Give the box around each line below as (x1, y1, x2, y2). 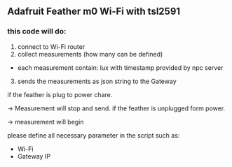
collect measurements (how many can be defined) (17, 50, 163, 58)
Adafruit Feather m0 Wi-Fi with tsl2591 (7, 6, 181, 17)
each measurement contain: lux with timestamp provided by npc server (17, 63, 224, 72)
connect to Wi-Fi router (17, 42, 86, 51)
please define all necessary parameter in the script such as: (7, 131, 180, 139)
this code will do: (7, 27, 67, 36)
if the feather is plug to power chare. (7, 90, 113, 99)
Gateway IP (17, 152, 51, 160)
